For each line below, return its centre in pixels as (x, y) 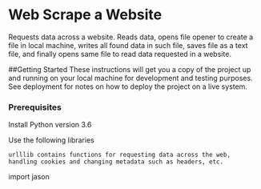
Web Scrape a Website (85, 15)
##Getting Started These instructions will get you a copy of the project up (130, 69)
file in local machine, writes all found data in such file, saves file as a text (128, 45)
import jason (29, 177)
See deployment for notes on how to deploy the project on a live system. (128, 86)
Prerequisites (35, 107)
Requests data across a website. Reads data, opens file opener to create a (131, 37)
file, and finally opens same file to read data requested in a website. (120, 54)
